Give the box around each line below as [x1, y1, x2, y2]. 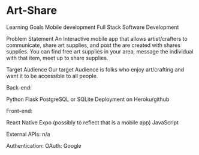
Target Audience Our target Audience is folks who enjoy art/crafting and [6, 65, 185, 73]
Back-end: [6, 84, 32, 91]
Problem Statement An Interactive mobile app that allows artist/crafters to [6, 35, 188, 42]
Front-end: [6, 107, 33, 114]
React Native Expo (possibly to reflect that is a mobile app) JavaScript [6, 118, 179, 126]
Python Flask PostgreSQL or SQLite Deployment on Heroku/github [6, 96, 170, 103]
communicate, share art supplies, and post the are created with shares [6, 41, 181, 49]
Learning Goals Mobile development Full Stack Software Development [6, 23, 179, 31]
